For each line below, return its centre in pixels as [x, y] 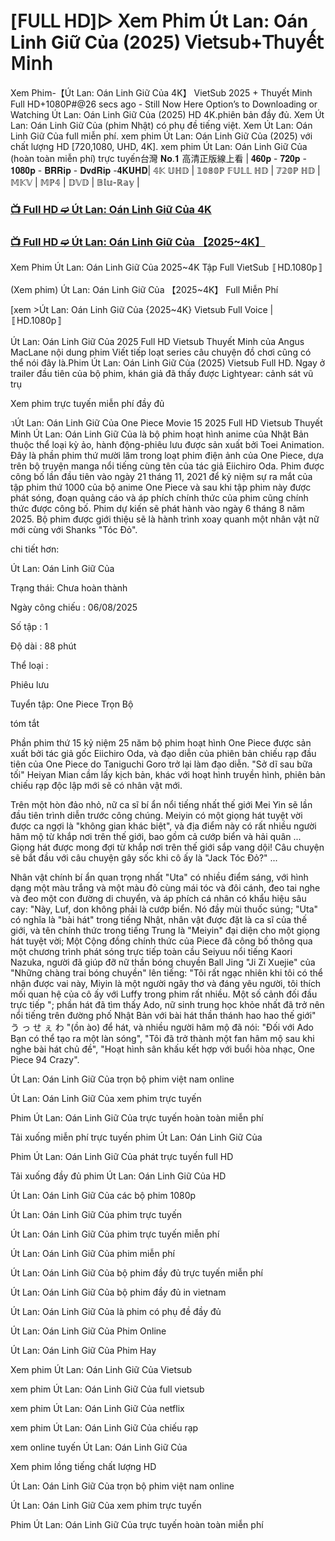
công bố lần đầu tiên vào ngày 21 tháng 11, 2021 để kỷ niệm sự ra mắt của [161, 477]
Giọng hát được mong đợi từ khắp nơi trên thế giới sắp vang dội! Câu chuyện [167, 847]
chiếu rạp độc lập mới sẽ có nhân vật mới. [96, 786]
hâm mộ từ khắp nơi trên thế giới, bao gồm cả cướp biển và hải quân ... [156, 837]
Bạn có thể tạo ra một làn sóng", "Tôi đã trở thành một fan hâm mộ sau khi [162, 1039]
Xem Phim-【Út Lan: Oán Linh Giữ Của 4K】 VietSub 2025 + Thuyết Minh [161, 92]
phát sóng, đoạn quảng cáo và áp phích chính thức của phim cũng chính [159, 498]
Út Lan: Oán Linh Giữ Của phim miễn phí [92, 1254]
